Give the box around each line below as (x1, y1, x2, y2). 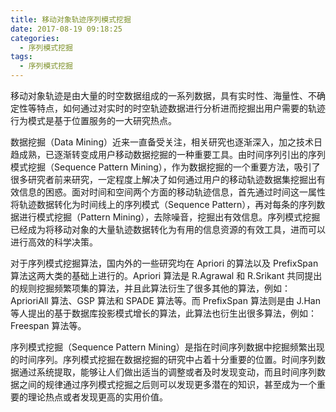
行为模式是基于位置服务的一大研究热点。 (10, 115, 177, 126)
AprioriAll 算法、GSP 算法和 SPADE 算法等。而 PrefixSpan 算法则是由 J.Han (10, 295, 321, 306)
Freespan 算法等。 (10, 320, 87, 331)
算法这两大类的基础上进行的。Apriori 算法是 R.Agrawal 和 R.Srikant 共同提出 (10, 270, 323, 281)
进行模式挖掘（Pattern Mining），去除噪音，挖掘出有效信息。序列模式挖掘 (18, 211, 321, 223)
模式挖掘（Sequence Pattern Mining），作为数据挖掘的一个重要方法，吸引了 (10, 161, 321, 173)
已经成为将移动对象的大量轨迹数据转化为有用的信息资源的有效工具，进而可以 (10, 224, 326, 235)
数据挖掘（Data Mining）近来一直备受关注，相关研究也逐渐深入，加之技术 (10, 136, 314, 148)
